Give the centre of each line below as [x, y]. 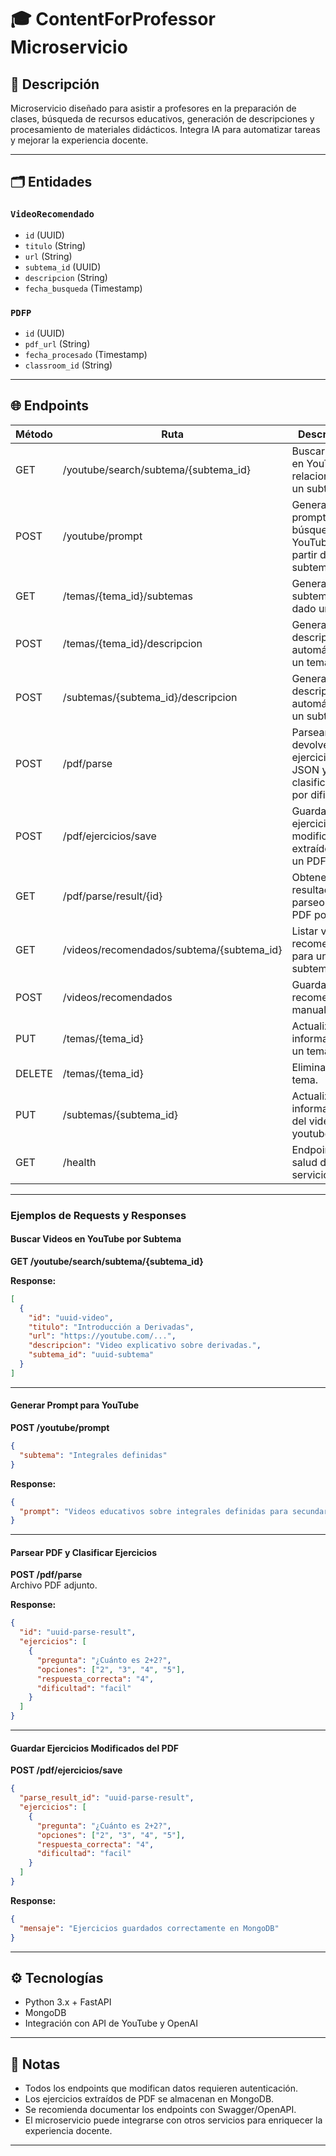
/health [79, 1162]
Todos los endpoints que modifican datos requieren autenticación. [161, 2088]
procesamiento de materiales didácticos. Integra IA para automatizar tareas [165, 129]
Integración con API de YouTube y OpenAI [111, 2023]
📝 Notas [35, 2064]
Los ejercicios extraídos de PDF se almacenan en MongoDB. [149, 2099]
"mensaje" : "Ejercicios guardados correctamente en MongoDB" [149, 1928]
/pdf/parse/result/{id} [112, 896]
